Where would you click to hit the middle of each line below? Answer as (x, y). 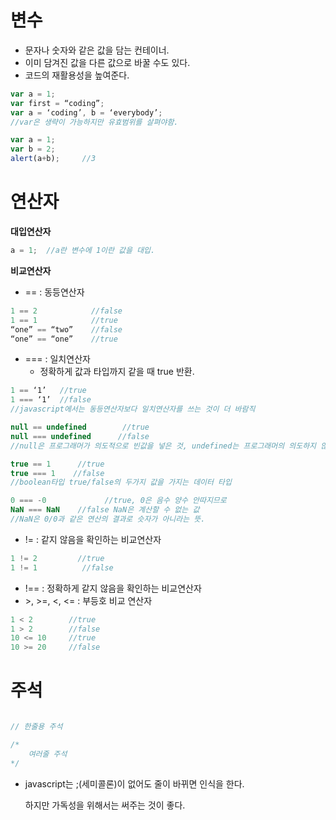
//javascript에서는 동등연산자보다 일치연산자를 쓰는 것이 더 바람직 (133, 409)
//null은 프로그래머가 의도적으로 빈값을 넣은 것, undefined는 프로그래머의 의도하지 (163, 446)
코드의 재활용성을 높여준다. (77, 75)
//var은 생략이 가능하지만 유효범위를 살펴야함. (94, 122)
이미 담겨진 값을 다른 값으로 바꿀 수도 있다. (107, 62)
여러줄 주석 (48, 754)
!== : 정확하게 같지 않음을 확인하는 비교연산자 (113, 588)
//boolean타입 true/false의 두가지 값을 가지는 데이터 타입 (121, 482)
